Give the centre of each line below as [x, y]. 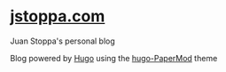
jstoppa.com [58, 16]
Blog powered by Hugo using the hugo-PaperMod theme [114, 58]
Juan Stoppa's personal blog [63, 41]
